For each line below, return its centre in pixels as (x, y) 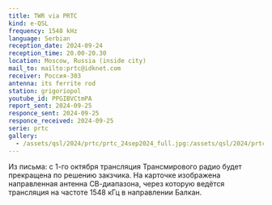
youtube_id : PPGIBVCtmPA (50, 98)
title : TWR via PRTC (43, 16)
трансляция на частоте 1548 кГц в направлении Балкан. (105, 192)
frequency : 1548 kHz (43, 31)
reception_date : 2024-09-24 (56, 46)
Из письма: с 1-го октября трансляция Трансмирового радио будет (125, 166)
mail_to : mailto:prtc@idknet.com (65, 69)
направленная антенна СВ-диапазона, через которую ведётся (117, 183)
